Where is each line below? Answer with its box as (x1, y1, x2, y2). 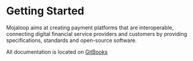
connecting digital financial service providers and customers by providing (6, 30, 187, 37)
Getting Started (6, 4, 85, 18)
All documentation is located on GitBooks (6, 48, 108, 55)
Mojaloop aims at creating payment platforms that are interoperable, (6, 24, 174, 31)
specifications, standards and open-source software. (6, 36, 137, 44)
